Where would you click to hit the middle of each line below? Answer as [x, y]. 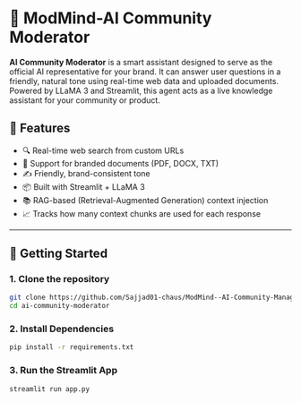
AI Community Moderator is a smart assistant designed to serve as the [141, 62]
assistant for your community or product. [85, 100]
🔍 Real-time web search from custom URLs [103, 150]
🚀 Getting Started [59, 254]
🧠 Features [40, 128]
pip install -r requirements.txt [72, 347]
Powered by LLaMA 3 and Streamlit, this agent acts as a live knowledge [141, 90]
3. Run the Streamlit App [64, 371]
